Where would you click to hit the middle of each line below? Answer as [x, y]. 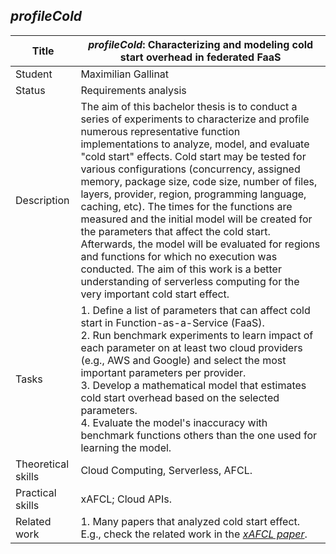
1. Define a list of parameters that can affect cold [195, 310]
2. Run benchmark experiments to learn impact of [197, 335]
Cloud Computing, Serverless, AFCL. [166, 470]
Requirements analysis [133, 90]
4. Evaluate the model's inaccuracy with [174, 422]
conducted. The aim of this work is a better [181, 269]
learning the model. [126, 447]
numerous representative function [160, 131]
